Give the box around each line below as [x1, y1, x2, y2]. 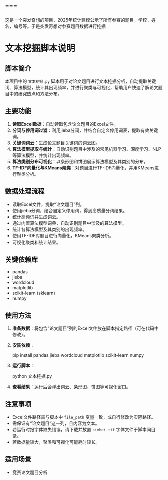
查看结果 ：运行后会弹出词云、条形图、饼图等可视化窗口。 [12, 384, 131, 390]
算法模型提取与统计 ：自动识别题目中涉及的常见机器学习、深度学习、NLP [12, 146, 161, 152]
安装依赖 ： [12, 342, 35, 348]
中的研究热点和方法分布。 [9, 90, 62, 97]
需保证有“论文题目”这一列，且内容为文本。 [12, 420, 100, 426]
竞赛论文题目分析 [12, 469, 48, 475]
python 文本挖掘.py [12, 373, 52, 379]
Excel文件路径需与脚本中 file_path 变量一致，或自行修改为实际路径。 [12, 414, 156, 420]
